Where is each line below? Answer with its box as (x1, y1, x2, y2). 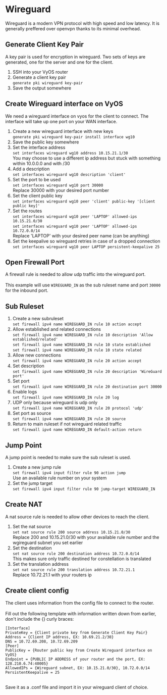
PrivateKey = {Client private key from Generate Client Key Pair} (5, 630, 148, 635)
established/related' (12, 337, 58, 342)
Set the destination (12, 544, 52, 551)
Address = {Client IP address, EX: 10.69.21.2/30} (5, 634, 114, 639)
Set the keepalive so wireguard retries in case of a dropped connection (12, 238, 160, 244)
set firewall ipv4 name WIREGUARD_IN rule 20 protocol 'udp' (12, 406, 144, 411)
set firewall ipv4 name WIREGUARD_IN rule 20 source (12, 417, 126, 422)
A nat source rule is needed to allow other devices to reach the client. (5, 514, 150, 520)
